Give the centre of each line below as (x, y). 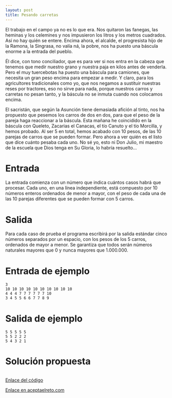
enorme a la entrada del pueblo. (39, 51)
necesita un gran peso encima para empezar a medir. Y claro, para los (80, 78)
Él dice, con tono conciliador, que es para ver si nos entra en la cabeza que (85, 61)
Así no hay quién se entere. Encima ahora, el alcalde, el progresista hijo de (84, 40)
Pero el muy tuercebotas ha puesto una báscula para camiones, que (78, 72)
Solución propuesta (48, 361)
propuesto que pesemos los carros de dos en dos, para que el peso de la (83, 115)
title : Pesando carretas (32, 15)
